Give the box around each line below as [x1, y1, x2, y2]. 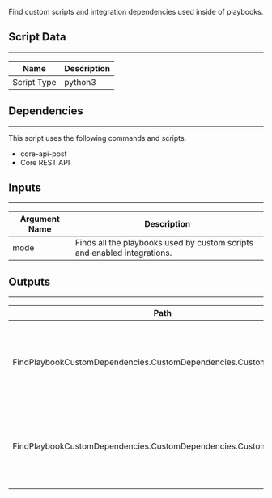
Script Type [12, 76, 57, 87]
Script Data [8, 30, 66, 44]
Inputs [8, 181, 42, 195]
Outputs [8, 275, 51, 288]
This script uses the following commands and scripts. [8, 133, 187, 143]
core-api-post [19, 149, 67, 159]
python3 [64, 76, 97, 87]
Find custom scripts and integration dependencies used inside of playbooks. [8, 7, 264, 16]
